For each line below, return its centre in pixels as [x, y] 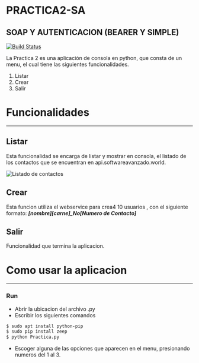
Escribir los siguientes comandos [55, 315]
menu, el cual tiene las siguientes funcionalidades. [68, 64]
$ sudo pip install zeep [37, 332]
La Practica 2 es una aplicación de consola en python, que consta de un [94, 58]
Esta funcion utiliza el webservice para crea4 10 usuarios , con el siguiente [97, 207]
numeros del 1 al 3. [38, 355]
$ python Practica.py [33, 337]
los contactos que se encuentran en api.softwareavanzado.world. [86, 162]
